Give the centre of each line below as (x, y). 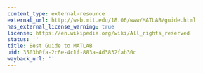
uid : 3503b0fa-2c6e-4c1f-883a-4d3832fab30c (72, 53)
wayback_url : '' (31, 59)
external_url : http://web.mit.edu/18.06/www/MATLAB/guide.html (102, 20)
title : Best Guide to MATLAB (50, 46)
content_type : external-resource (56, 14)
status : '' (23, 40)
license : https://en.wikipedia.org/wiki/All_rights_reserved (99, 33)
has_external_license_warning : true (61, 26)
